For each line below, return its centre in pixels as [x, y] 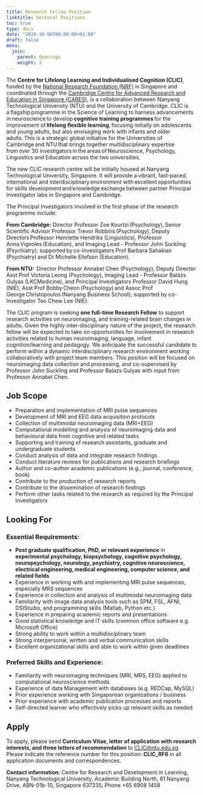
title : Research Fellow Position [48, 12]
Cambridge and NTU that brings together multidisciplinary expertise [91, 144]
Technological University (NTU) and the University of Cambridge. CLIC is [98, 105]
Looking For [29, 520]
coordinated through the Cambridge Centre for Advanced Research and [96, 93]
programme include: [32, 213]
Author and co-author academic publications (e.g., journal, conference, [104, 468]
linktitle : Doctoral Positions [46, 18]
